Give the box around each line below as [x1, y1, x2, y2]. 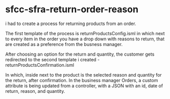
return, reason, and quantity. [5, 88, 65, 94]
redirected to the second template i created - [5, 56, 100, 62]
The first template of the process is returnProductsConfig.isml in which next [5, 30, 165, 36]
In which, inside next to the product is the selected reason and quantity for [5, 71, 162, 78]
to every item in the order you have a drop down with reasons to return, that [5, 36, 165, 42]
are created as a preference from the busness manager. [5, 41, 123, 47]
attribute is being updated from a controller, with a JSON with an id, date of [5, 83, 163, 89]
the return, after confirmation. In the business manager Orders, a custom [5, 77, 158, 83]
